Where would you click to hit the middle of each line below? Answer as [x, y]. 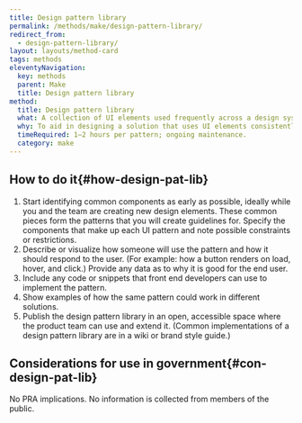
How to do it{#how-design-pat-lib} [109, 180]
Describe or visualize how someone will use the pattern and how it [145, 249]
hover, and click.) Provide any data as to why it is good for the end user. [155, 268]
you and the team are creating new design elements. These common [150, 211]
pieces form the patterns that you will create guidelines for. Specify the [154, 220]
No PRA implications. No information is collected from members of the [139, 399]
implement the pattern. [65, 287]
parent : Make [42, 85]
